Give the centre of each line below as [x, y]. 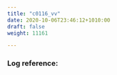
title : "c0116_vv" [34, 14]
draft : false [26, 26]
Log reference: [33, 63]
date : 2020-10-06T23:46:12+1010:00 [59, 20]
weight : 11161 [28, 33]
